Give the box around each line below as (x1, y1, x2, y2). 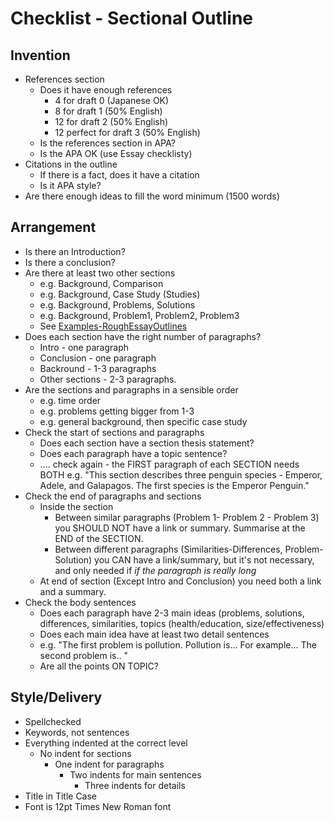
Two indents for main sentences (69, 768, 202, 781)
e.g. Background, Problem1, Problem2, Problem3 (39, 309, 240, 321)
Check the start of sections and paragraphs (24, 426, 205, 438)
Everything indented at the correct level (24, 737, 188, 749)
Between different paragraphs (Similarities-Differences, (54, 543, 283, 555)
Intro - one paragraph (39, 341, 129, 353)
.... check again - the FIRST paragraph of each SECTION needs (39, 458, 300, 470)
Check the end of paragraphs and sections (24, 490, 202, 502)
